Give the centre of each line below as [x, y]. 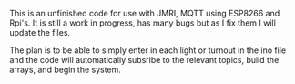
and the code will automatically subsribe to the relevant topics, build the [144, 60]
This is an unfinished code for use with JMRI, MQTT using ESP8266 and [145, 13]
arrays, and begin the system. [65, 69]
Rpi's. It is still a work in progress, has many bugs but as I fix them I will [142, 23]
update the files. [40, 32]
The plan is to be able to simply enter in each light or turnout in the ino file [148, 50]
